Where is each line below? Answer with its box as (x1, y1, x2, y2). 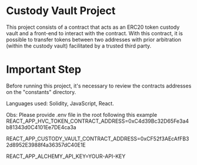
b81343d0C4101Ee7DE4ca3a (6, 123, 76, 130)
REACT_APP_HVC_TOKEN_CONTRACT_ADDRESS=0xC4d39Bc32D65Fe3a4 (6, 117, 189, 124)
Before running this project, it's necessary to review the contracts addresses (6, 82, 192, 89)
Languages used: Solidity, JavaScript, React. (6, 100, 115, 107)
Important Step (6, 63, 81, 76)
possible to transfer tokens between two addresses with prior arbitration (6, 36, 181, 43)
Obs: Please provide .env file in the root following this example (6, 111, 158, 118)
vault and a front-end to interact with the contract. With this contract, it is (6, 29, 183, 36)
